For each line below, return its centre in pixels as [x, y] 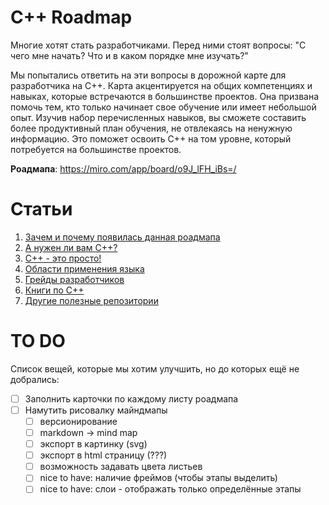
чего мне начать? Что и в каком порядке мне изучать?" [129, 55]
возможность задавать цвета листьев [121, 467]
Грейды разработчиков [74, 279]
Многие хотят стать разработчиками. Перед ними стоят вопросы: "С [158, 45]
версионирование [78, 421]
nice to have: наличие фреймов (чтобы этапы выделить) [158, 478]
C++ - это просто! [63, 258]
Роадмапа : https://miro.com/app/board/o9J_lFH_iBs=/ [123, 168]
